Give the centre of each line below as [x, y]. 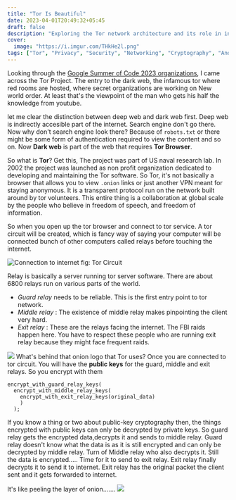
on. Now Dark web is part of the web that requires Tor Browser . [100, 146]
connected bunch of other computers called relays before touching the [110, 241]
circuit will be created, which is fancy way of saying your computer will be [114, 234]
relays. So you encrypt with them [55, 371]
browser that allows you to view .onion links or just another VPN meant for [115, 182]
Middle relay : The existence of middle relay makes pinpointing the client [122, 312]
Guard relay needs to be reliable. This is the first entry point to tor [112, 297]
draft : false [26, 27]
